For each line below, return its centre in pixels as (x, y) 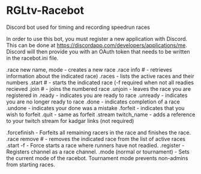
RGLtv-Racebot (45, 11)
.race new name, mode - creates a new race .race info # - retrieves (89, 69)
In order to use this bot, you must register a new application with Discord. (97, 39)
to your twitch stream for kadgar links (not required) (70, 120)
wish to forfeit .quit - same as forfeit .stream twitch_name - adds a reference (101, 114)
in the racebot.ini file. (32, 58)
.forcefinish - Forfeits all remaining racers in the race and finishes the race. (99, 132)
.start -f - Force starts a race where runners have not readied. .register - (95, 145)
